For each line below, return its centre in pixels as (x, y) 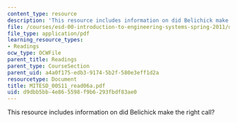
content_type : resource (42, 14)
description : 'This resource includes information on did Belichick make (118, 20)
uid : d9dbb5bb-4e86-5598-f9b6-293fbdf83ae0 (72, 92)
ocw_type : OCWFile (34, 53)
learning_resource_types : (45, 40)
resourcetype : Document (42, 79)
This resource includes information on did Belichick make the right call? (111, 112)
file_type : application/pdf (49, 33)
